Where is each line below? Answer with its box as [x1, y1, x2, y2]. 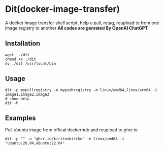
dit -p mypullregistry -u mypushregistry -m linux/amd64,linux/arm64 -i [5, 87, 158, 92]
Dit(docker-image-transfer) [5, 3, 120, 15]
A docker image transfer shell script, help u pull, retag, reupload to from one [5, 20, 160, 26]
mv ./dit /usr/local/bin [5, 61, 56, 66]
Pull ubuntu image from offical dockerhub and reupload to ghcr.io [5, 127, 138, 133]
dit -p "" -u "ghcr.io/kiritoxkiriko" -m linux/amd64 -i [5, 137, 125, 142]
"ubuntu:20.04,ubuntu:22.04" [5, 141, 65, 146]
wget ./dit [5, 52, 30, 57]
